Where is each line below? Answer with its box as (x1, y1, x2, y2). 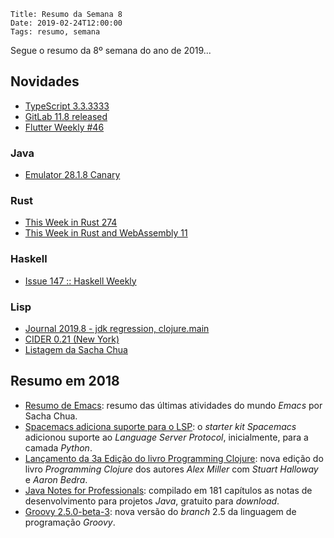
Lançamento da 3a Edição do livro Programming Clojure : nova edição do (24, 452, 324, 464)
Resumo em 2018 (10, 373, 120, 390)
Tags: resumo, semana (10, 27, 101, 37)
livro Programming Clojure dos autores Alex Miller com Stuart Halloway (24, 463, 319, 475)
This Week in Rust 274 (24, 216, 118, 229)
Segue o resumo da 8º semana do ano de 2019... (10, 45, 212, 56)
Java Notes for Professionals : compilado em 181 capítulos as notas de (24, 484, 313, 496)
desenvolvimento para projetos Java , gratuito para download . (24, 495, 280, 507)
